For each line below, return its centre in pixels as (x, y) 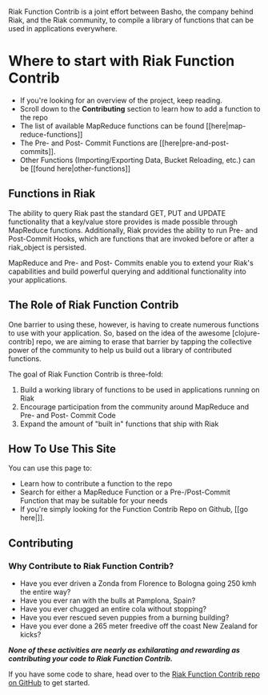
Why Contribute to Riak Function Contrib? (91, 566)
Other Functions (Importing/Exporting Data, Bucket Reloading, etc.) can (138, 160)
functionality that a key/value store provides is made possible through (123, 222)
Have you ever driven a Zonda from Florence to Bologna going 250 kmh (138, 583)
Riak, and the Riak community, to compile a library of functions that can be (131, 20)
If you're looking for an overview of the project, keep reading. (121, 100)
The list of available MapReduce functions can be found (112, 126)
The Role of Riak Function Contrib (94, 305)
